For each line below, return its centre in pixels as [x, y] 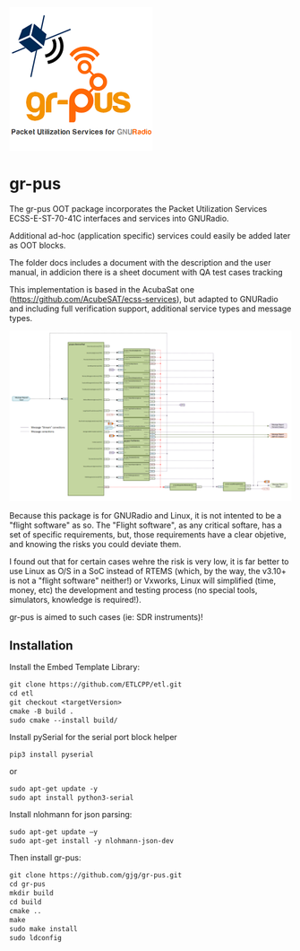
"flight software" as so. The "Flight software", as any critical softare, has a [146, 525]
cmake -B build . [42, 711]
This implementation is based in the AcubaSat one [102, 289]
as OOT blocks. [38, 245]
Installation [41, 646]
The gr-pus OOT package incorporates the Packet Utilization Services [138, 208]
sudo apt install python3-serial [72, 798]
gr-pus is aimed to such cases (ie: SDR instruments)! [106, 617]
